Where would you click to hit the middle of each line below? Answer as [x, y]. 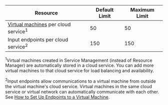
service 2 [18, 46]
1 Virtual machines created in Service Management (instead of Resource [79, 60]
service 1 [18, 31]
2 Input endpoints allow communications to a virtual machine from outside [80, 81]
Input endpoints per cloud [38, 40]
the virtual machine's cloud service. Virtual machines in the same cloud [79, 86]
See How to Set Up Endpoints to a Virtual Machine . [57, 97]
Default [105, 10]
